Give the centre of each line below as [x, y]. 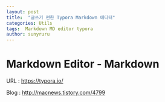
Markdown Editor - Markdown [83, 64]
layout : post [23, 12]
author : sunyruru [28, 34]
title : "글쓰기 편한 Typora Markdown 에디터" [61, 18]
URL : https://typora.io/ [35, 81]
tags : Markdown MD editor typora [50, 29]
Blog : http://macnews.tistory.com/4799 [56, 93]
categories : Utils [29, 23]
